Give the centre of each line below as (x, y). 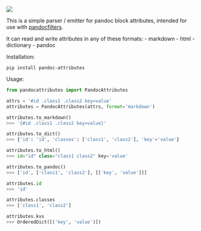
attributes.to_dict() (33, 134)
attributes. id (24, 183)
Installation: (21, 57)
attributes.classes (31, 200)
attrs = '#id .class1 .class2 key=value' (59, 101)
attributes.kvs (25, 217)
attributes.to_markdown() (39, 118)
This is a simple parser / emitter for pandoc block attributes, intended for (97, 21)
